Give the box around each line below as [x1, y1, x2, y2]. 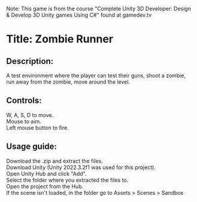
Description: [6, 56, 54, 66]
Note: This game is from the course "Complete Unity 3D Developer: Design [6, 5, 192, 12]
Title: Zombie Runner [6, 32, 114, 46]
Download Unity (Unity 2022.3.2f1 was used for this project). [6, 164, 156, 171]
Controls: [6, 96, 42, 106]
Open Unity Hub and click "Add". [6, 170, 87, 177]
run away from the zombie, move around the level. [6, 78, 131, 85]
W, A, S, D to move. [6, 111, 54, 118]
